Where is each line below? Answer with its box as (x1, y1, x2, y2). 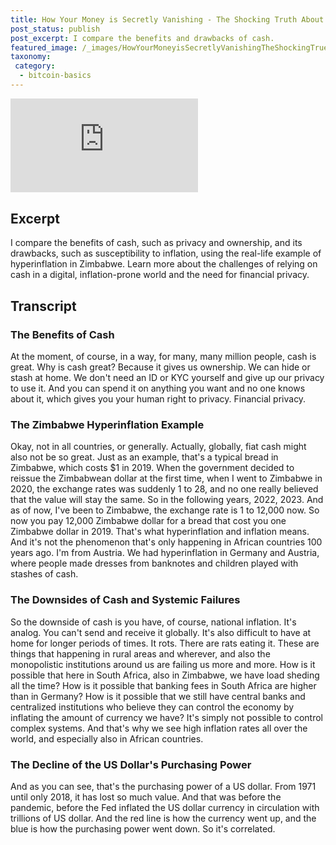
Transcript (10, 297, 77, 315)
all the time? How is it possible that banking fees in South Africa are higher (10, 679, 317, 691)
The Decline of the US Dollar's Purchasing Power (10, 757, 252, 771)
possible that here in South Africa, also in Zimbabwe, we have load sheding (10, 669, 320, 681)
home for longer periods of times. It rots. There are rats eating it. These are (10, 637, 320, 649)
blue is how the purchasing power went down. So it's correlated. (10, 822, 276, 835)
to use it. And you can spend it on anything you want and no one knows (10, 382, 306, 394)
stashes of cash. (10, 568, 79, 580)
